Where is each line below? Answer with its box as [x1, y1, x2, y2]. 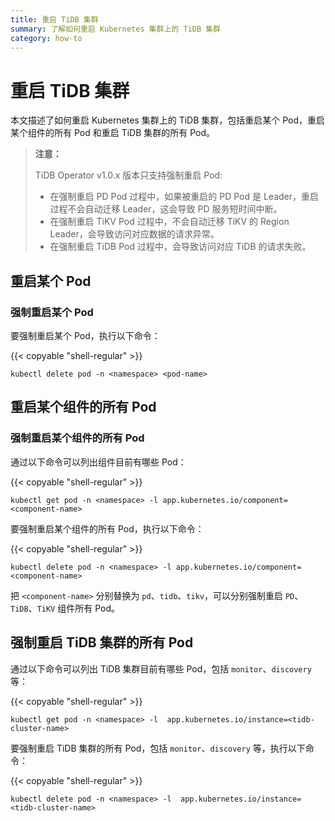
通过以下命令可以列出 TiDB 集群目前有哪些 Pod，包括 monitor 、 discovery [10, 662, 312, 675]
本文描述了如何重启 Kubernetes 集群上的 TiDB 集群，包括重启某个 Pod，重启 [10, 114, 326, 126]
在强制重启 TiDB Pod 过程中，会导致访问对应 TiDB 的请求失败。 [49, 241, 312, 253]
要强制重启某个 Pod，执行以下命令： [10, 330, 161, 341]
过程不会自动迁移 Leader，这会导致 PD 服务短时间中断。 [49, 203, 283, 215]
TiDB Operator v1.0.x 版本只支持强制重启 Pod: [34, 169, 223, 181]
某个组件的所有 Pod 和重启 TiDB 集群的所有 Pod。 [10, 127, 216, 139]
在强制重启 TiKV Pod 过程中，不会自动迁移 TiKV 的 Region [49, 216, 290, 228]
